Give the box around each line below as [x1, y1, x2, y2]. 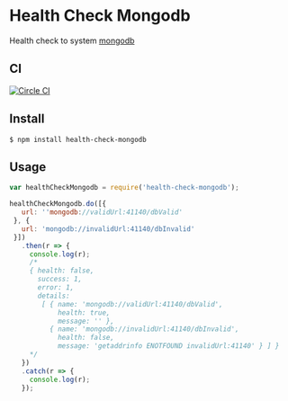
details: [37, 291, 70, 300]
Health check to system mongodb [9, 35, 135, 46]
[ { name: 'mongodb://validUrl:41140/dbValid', [41, 299, 223, 308]
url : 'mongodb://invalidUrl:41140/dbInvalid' [21, 224, 195, 234]
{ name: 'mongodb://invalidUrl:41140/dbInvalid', [49, 325, 240, 334]
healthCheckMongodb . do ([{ [9, 200, 106, 209]
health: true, [57, 307, 111, 317]
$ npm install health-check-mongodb [9, 135, 147, 144]
